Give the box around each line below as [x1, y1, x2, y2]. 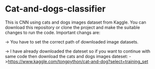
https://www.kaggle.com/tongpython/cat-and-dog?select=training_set [8, 58, 149, 64]
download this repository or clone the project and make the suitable [5, 24, 140, 30]
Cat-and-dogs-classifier [5, 3, 106, 14]
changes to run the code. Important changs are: [5, 29, 101, 35]
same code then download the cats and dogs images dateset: [5, 53, 128, 59]
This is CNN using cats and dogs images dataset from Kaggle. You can [5, 19, 146, 25]
